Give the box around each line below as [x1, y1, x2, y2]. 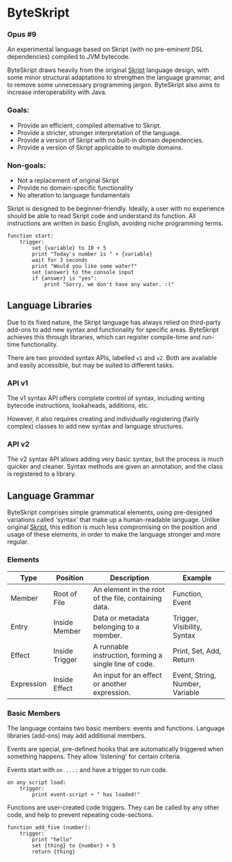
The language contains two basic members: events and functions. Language [7, 724, 225, 732]
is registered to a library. [7, 469, 77, 478]
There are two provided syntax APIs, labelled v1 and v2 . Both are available [7, 353, 217, 361]
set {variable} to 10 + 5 [32, 244, 107, 252]
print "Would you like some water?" [32, 263, 137, 270]
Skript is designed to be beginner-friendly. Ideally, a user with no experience [7, 204, 225, 213]
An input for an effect [93, 670, 162, 680]
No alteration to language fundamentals [17, 191, 130, 199]
